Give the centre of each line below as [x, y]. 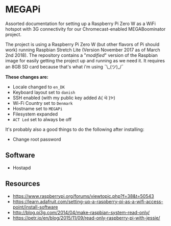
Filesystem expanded [35, 114]
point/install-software [35, 207]
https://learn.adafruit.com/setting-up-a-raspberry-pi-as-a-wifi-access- [88, 201]
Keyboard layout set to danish [44, 92]
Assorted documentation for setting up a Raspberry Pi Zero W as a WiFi [80, 24]
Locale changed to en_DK [39, 87]
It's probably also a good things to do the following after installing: [75, 129]
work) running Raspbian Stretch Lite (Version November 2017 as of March [83, 50]
